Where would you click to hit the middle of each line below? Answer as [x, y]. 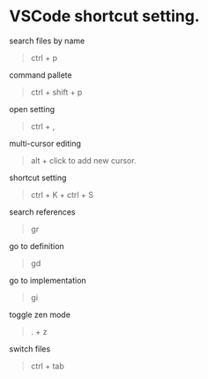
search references [42, 212]
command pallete [41, 75]
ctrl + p [44, 57]
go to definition [37, 246]
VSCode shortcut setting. [104, 16]
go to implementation [48, 280]
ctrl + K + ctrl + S [62, 194]
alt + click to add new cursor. [83, 160]
